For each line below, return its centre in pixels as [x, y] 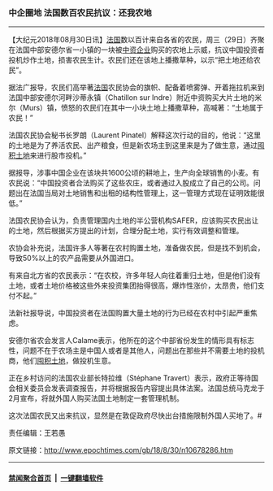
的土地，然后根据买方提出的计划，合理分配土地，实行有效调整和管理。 [126, 231]
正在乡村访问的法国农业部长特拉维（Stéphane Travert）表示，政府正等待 [130, 378]
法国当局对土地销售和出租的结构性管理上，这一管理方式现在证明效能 [143, 193]
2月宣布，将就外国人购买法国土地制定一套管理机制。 [96, 398]
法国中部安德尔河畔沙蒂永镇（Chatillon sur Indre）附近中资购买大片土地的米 [135, 98]
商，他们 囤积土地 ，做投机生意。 [62, 361]
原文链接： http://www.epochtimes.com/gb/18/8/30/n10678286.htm [121, 450]
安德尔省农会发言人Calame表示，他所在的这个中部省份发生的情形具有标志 [131, 341]
